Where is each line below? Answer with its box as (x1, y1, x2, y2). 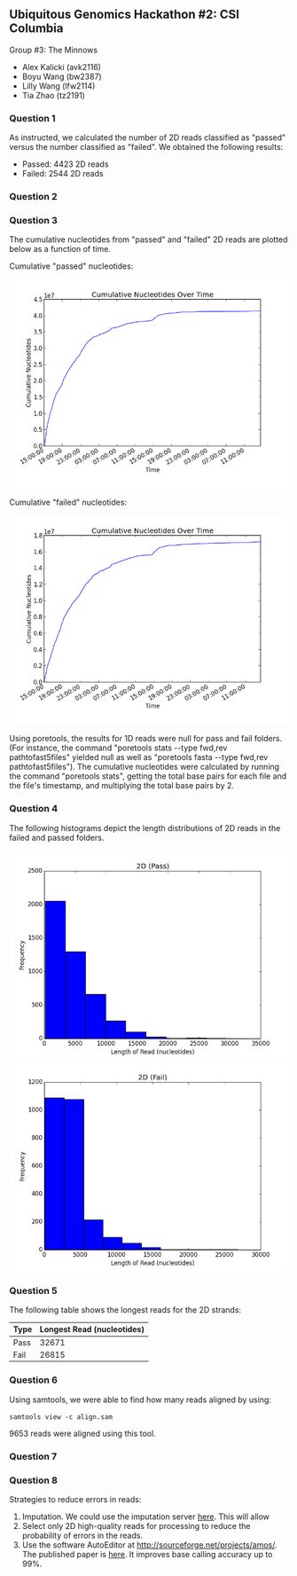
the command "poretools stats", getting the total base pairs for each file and (9, 771, 287, 781)
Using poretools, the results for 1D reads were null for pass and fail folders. (9, 733, 283, 744)
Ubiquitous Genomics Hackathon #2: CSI (9, 7, 240, 22)
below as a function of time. (9, 244, 111, 255)
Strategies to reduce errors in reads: (9, 1494, 142, 1504)
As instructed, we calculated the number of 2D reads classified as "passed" (9, 132, 286, 143)
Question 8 (9, 1474, 58, 1486)
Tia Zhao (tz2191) (21, 90, 86, 100)
